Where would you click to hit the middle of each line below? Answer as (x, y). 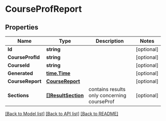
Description (110, 41)
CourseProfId (24, 57)
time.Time (58, 73)
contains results (107, 89)
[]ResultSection (65, 95)
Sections (18, 95)
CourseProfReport (44, 9)
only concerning (107, 95)
